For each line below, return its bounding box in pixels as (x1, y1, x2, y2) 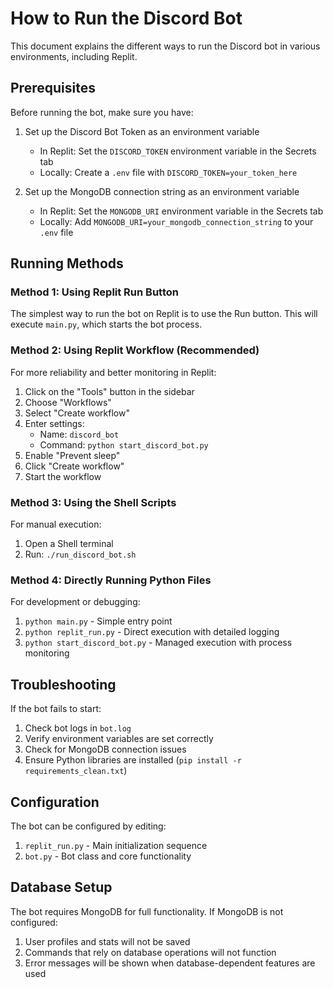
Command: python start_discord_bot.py (39, 438, 209, 451)
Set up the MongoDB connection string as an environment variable (24, 185, 300, 197)
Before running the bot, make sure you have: (10, 106, 194, 118)
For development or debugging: (10, 596, 141, 608)
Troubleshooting (10, 676, 117, 693)
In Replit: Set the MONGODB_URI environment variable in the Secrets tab (39, 205, 324, 217)
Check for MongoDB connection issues (24, 743, 187, 756)
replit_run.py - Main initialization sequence (24, 839, 208, 851)
